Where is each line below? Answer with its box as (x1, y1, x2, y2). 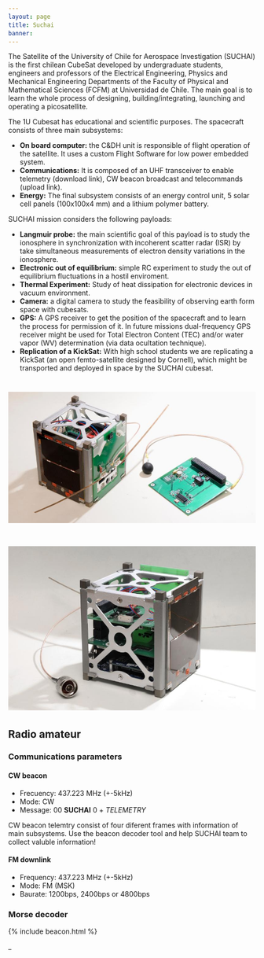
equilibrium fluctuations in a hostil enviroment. (19, 271, 170, 281)
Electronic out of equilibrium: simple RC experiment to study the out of (19, 263, 251, 273)
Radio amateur (8, 728, 81, 741)
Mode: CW (19, 797, 55, 806)
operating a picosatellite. (8, 102, 88, 112)
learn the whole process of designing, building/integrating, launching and (8, 94, 246, 103)
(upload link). (19, 182, 63, 192)
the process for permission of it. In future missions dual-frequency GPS (19, 322, 251, 331)
